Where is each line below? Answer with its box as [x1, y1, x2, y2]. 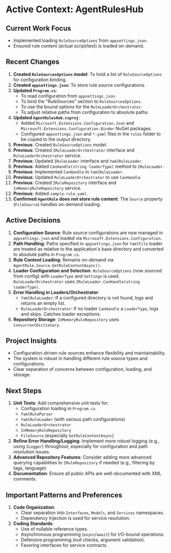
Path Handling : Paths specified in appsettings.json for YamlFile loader [13, 240, 163, 246]
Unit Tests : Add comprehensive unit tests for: [13, 400, 109, 406]
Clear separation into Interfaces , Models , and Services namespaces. [20, 510, 164, 516]
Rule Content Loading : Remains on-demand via [13, 257, 114, 263]
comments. [13, 476, 37, 482]
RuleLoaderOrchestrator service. [13, 152, 82, 159]
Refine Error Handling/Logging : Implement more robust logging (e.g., [13, 438, 160, 444]
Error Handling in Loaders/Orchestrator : [13, 289, 100, 295]
